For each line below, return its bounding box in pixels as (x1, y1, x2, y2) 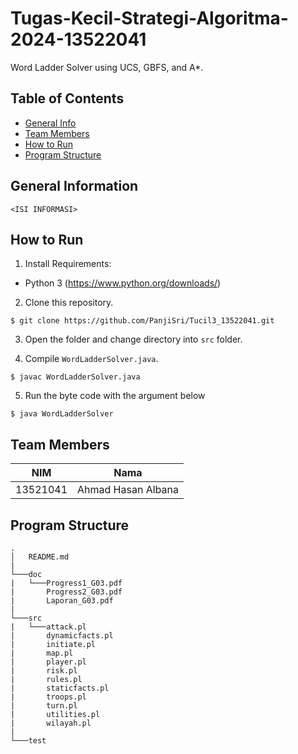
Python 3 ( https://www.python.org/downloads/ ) (24, 277, 222, 289)
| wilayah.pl (10, 718, 92, 728)
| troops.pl (10, 692, 87, 702)
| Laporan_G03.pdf (10, 596, 114, 606)
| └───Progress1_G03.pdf (10, 578, 123, 588)
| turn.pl (10, 701, 78, 711)
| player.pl (10, 657, 87, 667)
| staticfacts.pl (10, 683, 110, 693)
